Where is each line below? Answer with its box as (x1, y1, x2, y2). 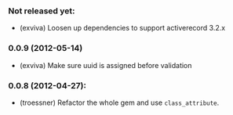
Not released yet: (8, 5, 76, 16)
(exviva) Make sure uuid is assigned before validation (19, 60, 192, 70)
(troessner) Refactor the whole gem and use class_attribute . (19, 98, 220, 107)
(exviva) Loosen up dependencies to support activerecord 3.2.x (19, 23, 226, 33)
